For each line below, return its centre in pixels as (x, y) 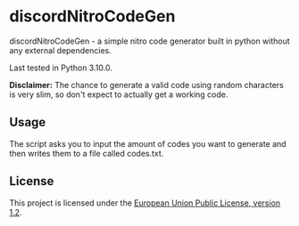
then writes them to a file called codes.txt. (87, 153)
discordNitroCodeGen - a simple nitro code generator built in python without (149, 41)
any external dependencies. (60, 50)
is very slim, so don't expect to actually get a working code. (119, 94)
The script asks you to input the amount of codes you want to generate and (148, 143)
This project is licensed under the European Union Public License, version (145, 203)
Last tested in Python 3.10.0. (61, 68)
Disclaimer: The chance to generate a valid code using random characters (146, 85)
